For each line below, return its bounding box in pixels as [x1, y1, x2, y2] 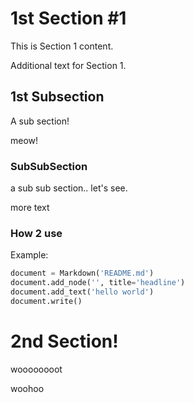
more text [10, 202, 50, 214]
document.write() [10, 296, 83, 306]
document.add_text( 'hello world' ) [10, 287, 155, 297]
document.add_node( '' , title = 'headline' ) [10, 278, 186, 288]
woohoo [10, 382, 45, 394]
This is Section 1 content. [10, 40, 114, 52]
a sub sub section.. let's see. [10, 182, 128, 194]
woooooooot [10, 363, 63, 375]
